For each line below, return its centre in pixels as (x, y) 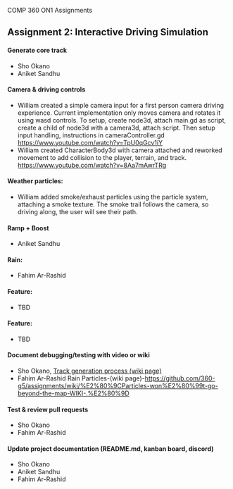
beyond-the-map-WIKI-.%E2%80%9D (74, 393)
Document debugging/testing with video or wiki (78, 355)
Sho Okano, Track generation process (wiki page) (89, 371)
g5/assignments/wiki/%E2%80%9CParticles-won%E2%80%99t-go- (118, 386)
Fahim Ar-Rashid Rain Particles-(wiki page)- (81, 378)
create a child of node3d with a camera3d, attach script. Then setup (116, 128)
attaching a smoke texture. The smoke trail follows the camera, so (113, 204)
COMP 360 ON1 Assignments (50, 10)
